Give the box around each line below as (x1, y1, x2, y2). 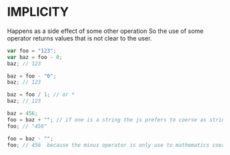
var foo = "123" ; (7, 47, 57, 54)
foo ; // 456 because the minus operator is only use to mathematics (7, 141, 210, 148)
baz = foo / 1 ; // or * (7, 91, 75, 98)
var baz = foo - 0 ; (7, 53, 63, 60)
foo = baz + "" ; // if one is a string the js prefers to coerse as (7, 116, 207, 123)
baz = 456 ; (7, 110, 38, 117)
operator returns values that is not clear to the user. (7, 34, 153, 42)
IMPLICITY (7, 4, 69, 20)
